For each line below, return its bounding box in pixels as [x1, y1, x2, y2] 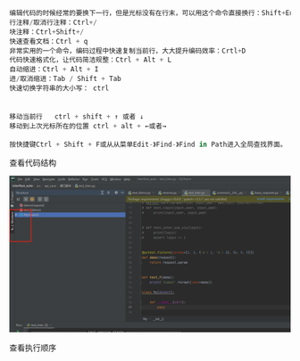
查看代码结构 [9, 158, 56, 168]
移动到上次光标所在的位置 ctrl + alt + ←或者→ [9, 121, 167, 130]
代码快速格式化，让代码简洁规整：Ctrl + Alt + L [9, 55, 172, 65]
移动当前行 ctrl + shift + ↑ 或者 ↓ [9, 111, 145, 121]
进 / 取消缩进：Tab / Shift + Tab [9, 75, 122, 84]
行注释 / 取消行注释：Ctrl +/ [9, 18, 98, 27]
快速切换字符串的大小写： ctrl [9, 84, 110, 93]
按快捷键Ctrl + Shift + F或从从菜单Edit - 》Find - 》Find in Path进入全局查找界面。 [9, 140, 287, 150]
